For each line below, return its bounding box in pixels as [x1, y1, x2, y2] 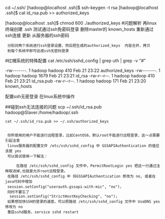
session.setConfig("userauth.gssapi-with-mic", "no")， [7, 184, 124, 189]
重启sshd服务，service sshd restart [7, 210, 79, 215]
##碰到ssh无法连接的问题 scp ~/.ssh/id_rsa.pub [5, 104, 102, 109]
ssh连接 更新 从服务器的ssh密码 [5, 33, 69, 38]
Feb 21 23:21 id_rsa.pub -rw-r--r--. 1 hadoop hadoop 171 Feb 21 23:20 [5, 78, 146, 84]
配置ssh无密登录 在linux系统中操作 [5, 94, 75, 99]
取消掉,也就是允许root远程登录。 [8, 169, 68, 174]
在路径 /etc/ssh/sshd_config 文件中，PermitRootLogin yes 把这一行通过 [16, 163, 157, 168]
